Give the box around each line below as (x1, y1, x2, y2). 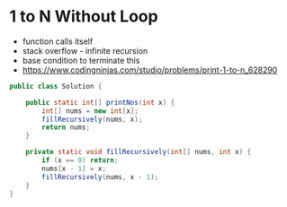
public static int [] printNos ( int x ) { (25, 98, 175, 107)
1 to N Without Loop (9, 6, 159, 27)
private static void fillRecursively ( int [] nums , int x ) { (25, 148, 252, 157)
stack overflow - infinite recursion (22, 45, 148, 56)
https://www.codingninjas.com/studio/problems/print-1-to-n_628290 (22, 65, 278, 75)
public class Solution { (9, 82, 103, 91)
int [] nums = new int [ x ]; (41, 106, 139, 116)
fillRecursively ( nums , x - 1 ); (41, 172, 159, 181)
